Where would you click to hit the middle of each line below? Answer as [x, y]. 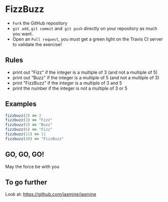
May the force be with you [32, 166]
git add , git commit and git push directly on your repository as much [85, 28]
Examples [21, 104]
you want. [23, 34]
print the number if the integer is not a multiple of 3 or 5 [70, 88]
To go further [26, 182]
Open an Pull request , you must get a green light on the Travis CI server [88, 39]
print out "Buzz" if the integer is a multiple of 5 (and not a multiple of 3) [86, 77]
